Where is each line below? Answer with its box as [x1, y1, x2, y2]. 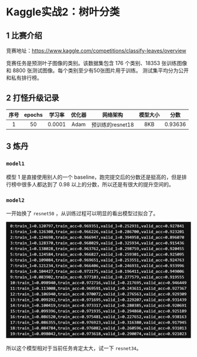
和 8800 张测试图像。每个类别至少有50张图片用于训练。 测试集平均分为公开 [6, 67, 189, 74]
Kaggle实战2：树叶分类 [6, 5, 120, 19]
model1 [6, 161, 25, 167]
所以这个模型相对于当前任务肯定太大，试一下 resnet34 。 [6, 344, 142, 352]
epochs [24, 111, 43, 118]
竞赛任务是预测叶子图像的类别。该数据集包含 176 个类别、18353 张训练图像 [6, 60, 188, 66]
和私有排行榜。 [6, 74, 42, 81]
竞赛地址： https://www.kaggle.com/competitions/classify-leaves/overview [6, 47, 186, 54]
